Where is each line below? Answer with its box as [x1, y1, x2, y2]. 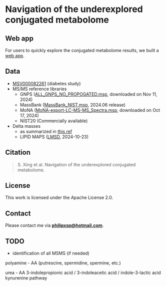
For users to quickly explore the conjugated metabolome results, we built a [5, 48, 159, 53]
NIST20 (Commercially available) [19, 118, 88, 124]
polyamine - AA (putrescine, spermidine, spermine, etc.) [5, 260, 121, 266]
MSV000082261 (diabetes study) [12, 80, 81, 86]
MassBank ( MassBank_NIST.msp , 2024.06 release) [19, 102, 126, 108]
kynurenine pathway [5, 275, 47, 281]
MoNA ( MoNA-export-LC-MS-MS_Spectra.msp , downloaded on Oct [19, 107, 160, 113]
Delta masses [12, 123, 41, 129]
